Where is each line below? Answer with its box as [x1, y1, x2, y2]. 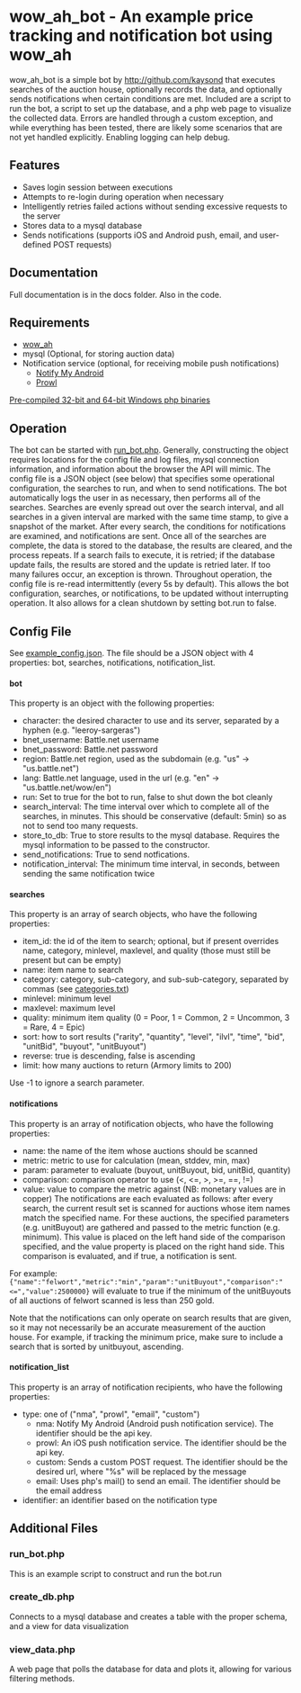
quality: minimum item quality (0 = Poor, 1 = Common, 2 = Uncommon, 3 [22, 1013, 290, 1023]
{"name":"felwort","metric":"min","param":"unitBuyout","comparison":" [9, 1277, 283, 1286]
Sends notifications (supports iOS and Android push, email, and [22, 230, 258, 240]
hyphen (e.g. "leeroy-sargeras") [22, 725, 141, 735]
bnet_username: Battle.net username [22, 734, 160, 745]
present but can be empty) [22, 955, 121, 966]
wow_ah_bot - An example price [9, 6, 254, 27]
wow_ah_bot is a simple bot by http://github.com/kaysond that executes [9, 74, 276, 85]
